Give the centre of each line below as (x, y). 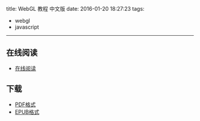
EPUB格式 (27, 111)
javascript (27, 27)
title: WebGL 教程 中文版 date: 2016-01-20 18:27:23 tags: (75, 9)
